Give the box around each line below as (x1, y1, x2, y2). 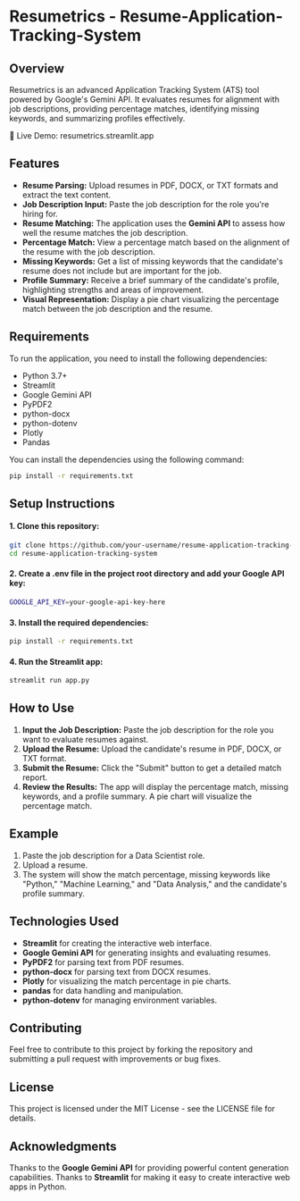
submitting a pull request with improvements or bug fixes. (9, 1054, 221, 1064)
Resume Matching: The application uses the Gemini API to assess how (21, 217, 286, 229)
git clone (9, 541, 46, 550)
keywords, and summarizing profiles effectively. (9, 113, 186, 123)
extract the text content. (21, 189, 112, 200)
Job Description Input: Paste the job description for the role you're (21, 198, 270, 209)
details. (9, 1113, 37, 1123)
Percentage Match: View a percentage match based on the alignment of (21, 237, 290, 248)
